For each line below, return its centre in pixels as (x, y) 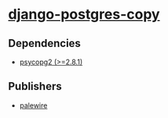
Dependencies (44, 43)
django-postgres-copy (84, 14)
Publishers (35, 86)
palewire (33, 105)
